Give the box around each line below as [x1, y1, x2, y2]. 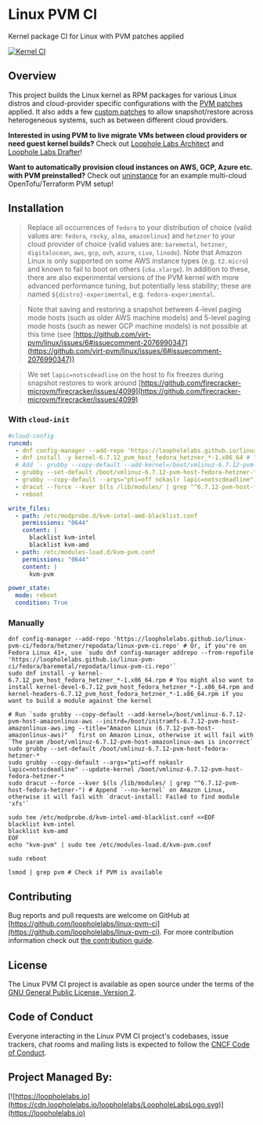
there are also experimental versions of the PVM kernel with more [27, 272, 240, 282]
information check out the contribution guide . [8, 936, 154, 945]
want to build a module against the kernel [8, 697, 153, 705]
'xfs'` [8, 800, 30, 808]
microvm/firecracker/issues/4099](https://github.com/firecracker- [27, 386, 241, 395]
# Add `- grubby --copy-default [15, 461, 121, 469]
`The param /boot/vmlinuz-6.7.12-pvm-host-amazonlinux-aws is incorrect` [8, 738, 254, 746]
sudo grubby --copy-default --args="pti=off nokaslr [8, 759, 184, 766]
